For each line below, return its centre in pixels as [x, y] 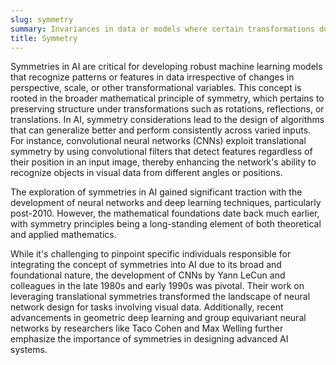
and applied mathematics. [63, 235]
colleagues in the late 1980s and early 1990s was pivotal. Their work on [157, 286]
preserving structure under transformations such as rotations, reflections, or [167, 109]
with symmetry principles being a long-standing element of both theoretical [166, 224]
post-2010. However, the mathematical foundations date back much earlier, [165, 213]
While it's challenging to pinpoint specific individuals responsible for [151, 254]
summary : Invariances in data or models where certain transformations [162, 29]
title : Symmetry [44, 38]
